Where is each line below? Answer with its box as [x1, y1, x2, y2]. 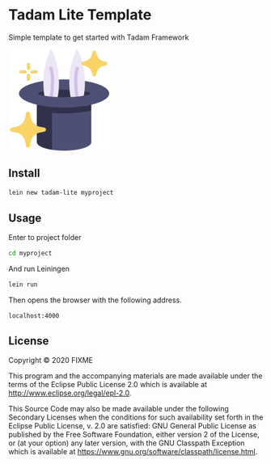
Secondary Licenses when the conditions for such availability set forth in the [8, 412, 264, 422]
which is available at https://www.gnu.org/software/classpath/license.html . [8, 447, 258, 457]
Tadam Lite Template [8, 6, 152, 24]
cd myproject [8, 249, 53, 258]
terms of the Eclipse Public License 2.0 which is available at [8, 380, 208, 390]
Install [8, 166, 40, 179]
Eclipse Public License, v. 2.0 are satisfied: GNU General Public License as [8, 421, 256, 431]
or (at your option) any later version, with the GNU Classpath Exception [8, 438, 245, 448]
